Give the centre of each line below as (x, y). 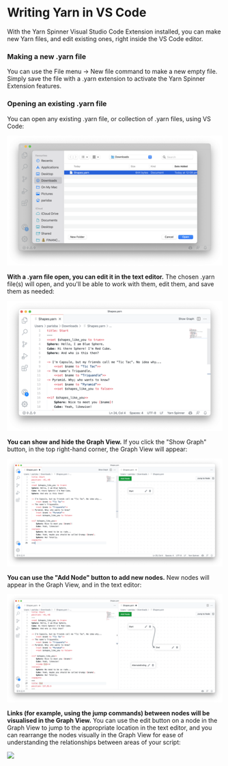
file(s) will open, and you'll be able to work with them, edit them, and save (111, 284)
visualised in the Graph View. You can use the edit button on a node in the (112, 720)
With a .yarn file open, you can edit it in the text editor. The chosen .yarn (111, 277)
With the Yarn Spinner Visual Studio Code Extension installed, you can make (114, 31)
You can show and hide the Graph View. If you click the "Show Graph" (107, 442)
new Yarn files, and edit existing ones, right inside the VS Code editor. (105, 38)
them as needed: (31, 291)
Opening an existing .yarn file (57, 104)
